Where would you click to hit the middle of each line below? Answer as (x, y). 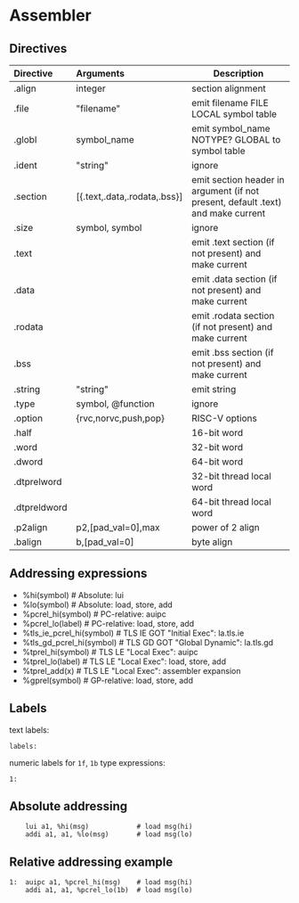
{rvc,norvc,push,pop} (121, 418)
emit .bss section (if (232, 353)
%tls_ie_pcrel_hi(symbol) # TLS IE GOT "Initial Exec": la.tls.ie (133, 633)
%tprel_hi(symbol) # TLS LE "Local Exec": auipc (110, 652)
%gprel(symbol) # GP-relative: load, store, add (108, 680)
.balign (28, 542)
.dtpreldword (41, 507)
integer (91, 88)
